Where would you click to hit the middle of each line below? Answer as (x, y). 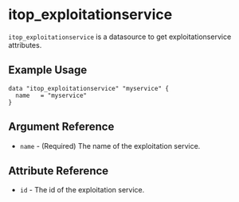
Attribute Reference (59, 171)
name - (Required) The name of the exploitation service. (110, 146)
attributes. (25, 45)
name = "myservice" (51, 95)
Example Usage (48, 70)
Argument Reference (61, 127)
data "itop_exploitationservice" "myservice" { (89, 88)
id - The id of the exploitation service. (82, 190)
